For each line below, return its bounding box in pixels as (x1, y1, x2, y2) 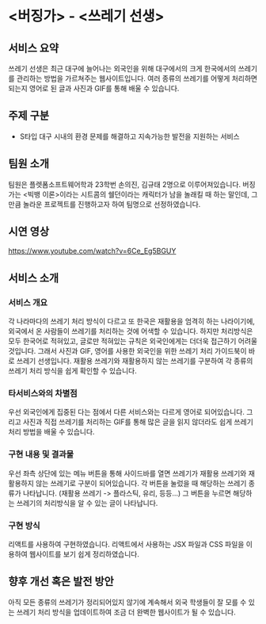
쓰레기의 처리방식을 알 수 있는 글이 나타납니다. (16, 498, 158, 507)
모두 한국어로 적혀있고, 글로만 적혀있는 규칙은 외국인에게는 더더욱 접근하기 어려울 (8, 336, 258, 346)
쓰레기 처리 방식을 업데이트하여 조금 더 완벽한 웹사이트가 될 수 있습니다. (16, 607, 236, 617)
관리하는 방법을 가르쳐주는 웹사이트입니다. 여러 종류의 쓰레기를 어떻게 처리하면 (16, 74, 258, 83)
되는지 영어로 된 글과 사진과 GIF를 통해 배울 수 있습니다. (8, 84, 180, 93)
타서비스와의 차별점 (8, 388, 78, 399)
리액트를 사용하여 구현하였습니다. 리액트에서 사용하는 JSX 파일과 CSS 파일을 (8, 540, 245, 549)
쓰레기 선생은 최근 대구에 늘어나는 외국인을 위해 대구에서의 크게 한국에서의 (8, 64, 237, 73)
